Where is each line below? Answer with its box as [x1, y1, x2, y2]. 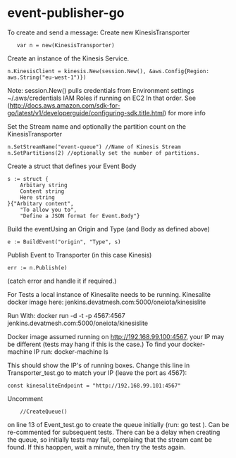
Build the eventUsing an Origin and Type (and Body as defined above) [7, 224, 210, 233]
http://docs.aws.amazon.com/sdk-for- [9, 101, 121, 110]
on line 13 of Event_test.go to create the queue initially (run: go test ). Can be [7, 420, 230, 428]
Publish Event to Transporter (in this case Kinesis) [7, 250, 152, 259]
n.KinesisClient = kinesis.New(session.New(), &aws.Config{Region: [7, 68, 210, 75]
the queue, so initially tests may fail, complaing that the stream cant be [7, 435, 213, 444]
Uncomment [7, 394, 44, 402]
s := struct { [7, 175, 49, 182]
